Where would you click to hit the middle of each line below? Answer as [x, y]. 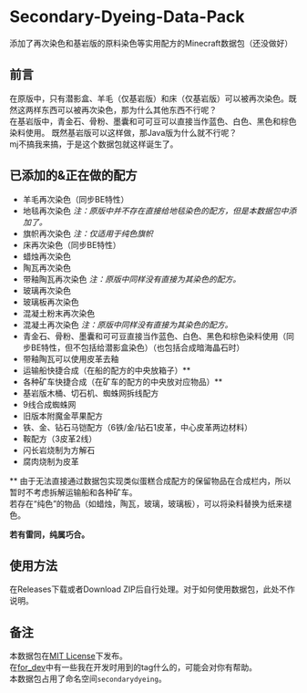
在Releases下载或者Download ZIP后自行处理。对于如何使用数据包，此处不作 [153, 589]
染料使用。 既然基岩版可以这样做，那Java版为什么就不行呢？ [123, 132]
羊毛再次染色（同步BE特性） [76, 199]
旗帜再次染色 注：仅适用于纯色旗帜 [87, 233]
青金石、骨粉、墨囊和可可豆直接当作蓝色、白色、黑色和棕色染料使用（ [154, 336]
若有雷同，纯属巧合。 [49, 534]
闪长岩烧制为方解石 [59, 450]
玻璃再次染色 [46, 290]
